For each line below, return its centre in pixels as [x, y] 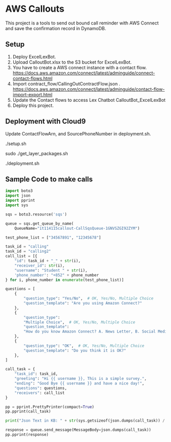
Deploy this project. [33, 105]
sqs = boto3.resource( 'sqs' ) [36, 214]
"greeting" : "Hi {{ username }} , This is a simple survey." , [80, 379]
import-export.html [32, 94]
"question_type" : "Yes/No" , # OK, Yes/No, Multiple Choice [89, 298]
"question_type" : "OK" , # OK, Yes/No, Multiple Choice [84, 346]
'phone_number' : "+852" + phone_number [57, 275]
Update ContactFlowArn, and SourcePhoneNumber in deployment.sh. [78, 133]
